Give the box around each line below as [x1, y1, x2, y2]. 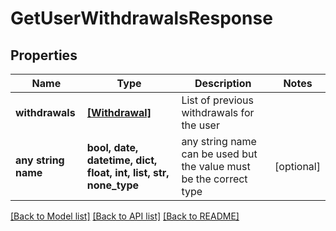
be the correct [181, 172, 248, 186]
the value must [181, 160, 251, 173]
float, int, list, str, [86, 166, 170, 179]
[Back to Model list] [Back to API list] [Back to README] [10, 210, 240, 222]
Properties [10, 47, 78, 64]
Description [194, 77, 252, 90]
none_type [86, 178, 140, 192]
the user [181, 118, 220, 132]
